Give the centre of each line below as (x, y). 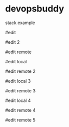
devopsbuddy (35, 9)
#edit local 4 (18, 100)
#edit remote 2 (20, 71)
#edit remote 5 (20, 120)
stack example (20, 23)
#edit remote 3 (20, 90)
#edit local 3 (18, 81)
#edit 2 (12, 42)
